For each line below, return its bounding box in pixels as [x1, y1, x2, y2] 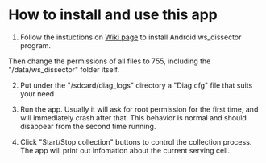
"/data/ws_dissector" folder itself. [8, 64, 119, 74]
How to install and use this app [8, 6, 218, 24]
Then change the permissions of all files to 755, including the [8, 56, 211, 66]
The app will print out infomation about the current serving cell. [19, 145, 231, 155]
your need [19, 88, 55, 98]
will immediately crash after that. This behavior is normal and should [19, 112, 247, 122]
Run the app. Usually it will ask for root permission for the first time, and [19, 104, 259, 114]
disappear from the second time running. [19, 121, 156, 131]
